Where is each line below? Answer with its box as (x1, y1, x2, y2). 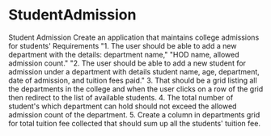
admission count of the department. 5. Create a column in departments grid (8, 109, 260, 119)
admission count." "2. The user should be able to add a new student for (8, 58, 247, 68)
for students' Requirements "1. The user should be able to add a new (8, 40, 237, 50)
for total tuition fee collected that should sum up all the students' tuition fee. (8, 118, 261, 128)
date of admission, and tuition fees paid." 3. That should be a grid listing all (8, 75, 257, 85)
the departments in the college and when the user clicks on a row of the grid (8, 83, 264, 94)
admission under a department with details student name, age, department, (8, 66, 260, 76)
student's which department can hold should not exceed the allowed (8, 101, 237, 111)
